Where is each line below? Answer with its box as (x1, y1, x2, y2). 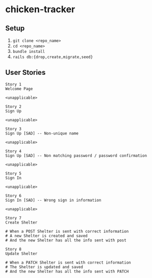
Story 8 (5, 246, 22, 252)
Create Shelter (5, 220, 38, 225)
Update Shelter (5, 251, 38, 256)
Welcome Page (5, 86, 33, 91)
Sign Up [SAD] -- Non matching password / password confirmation (5, 153, 147, 158)
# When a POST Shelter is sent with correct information (5, 229, 129, 234)
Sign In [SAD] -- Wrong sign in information (5, 198, 102, 203)
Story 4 (5, 149, 22, 154)
